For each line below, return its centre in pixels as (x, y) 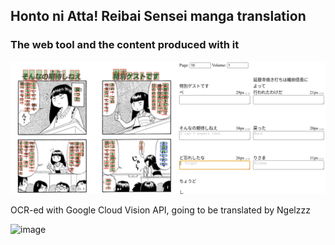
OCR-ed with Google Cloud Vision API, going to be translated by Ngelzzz (160, 210)
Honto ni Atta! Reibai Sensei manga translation (158, 16)
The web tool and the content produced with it (125, 45)
